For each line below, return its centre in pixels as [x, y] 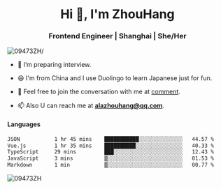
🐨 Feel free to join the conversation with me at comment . [99, 92]
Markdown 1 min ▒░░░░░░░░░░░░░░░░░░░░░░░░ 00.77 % [111, 165]
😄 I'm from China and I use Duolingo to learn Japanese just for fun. [115, 78]
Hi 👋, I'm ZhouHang [117, 14]
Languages [24, 124]
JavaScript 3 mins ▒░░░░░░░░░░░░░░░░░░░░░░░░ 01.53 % [111, 159]
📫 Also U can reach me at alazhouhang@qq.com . [91, 106]
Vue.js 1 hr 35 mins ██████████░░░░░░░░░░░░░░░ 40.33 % [111, 146]
